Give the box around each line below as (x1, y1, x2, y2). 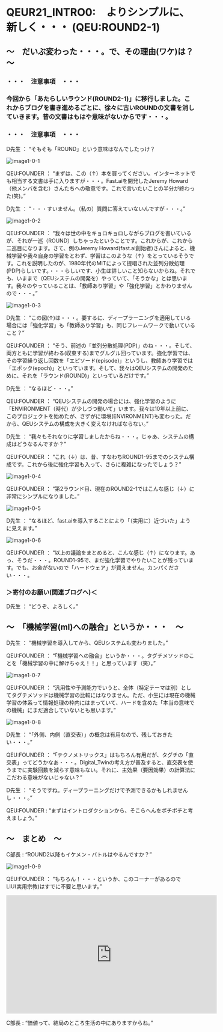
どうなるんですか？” (16, 440, 67, 447)
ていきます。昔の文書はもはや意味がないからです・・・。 (6, 112, 172, 121)
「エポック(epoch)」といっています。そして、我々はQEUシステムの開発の (6, 364, 188, 372)
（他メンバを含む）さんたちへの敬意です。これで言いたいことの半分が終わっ (6, 185, 195, 192)
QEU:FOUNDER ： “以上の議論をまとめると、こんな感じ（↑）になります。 (6, 548, 191, 556)
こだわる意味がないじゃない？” (6, 773, 83, 781)
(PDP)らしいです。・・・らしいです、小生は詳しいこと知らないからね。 (6, 267, 180, 274)
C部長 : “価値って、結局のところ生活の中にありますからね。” (6, 1019, 153, 1026)
